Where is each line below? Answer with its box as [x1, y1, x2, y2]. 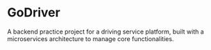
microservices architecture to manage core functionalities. [7, 34, 174, 42]
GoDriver [7, 5, 60, 21]
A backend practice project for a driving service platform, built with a [7, 27, 205, 36]
